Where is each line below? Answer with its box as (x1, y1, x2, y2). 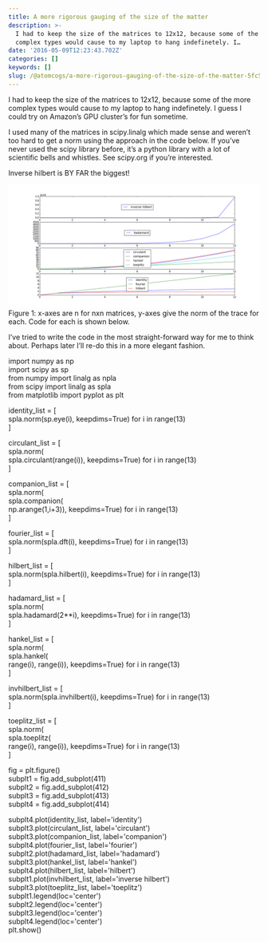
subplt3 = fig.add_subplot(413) (8, 790, 109, 800)
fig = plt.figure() (8, 765, 61, 774)
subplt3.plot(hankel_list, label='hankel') (8, 857, 137, 866)
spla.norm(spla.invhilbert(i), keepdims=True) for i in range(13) (8, 691, 211, 702)
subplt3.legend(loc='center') (8, 908, 103, 917)
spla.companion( (8, 496, 64, 505)
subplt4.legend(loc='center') (8, 916, 103, 926)
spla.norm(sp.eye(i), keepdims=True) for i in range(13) (8, 414, 186, 423)
